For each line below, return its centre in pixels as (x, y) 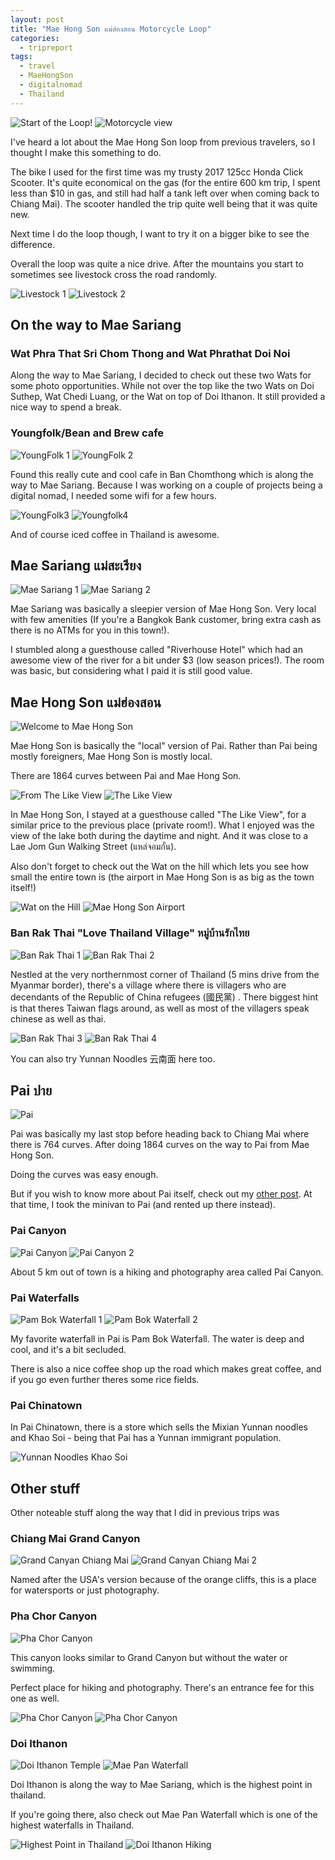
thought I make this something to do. (86, 152)
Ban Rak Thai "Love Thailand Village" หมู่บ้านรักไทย (130, 933)
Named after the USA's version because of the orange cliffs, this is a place (163, 1580)
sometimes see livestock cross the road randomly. (114, 274)
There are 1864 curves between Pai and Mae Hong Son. (126, 776)
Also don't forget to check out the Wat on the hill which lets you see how (159, 867)
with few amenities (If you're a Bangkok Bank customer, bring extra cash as (166, 620)
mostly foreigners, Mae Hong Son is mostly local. (111, 757)
